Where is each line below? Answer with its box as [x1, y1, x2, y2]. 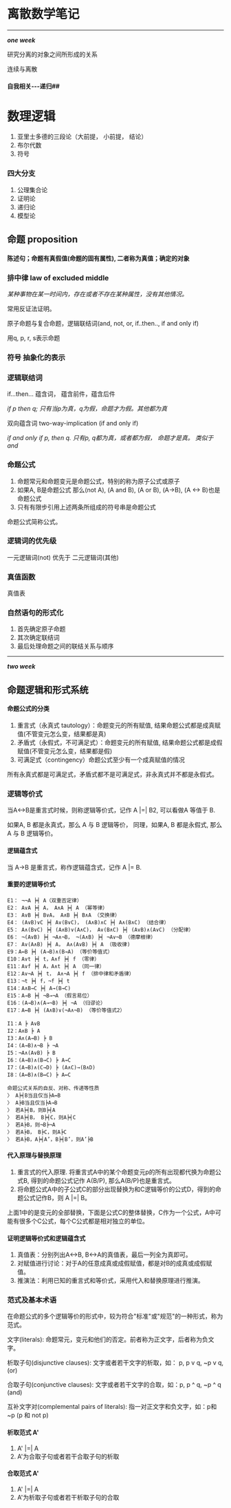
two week [7, 662, 36, 671]
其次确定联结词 [16, 633, 60, 642]
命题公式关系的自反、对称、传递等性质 [7, 1085, 100, 1091]
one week [7, 36, 36, 44]
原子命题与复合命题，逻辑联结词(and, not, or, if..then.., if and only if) [7, 320, 199, 328]
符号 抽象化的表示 [7, 353, 65, 362]
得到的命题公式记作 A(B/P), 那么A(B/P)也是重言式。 [30, 1176, 175, 1184]
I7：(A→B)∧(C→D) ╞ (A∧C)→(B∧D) [7, 1064, 96, 1071]
